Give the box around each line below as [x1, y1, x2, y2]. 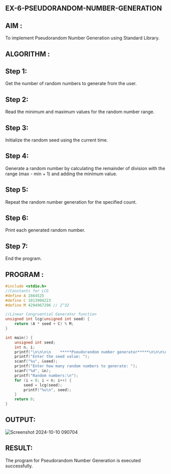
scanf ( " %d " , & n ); [14, 369, 51, 374]
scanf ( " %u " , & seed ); [14, 359, 58, 364]
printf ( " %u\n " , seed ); [23, 387, 72, 393]
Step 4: [5, 152, 29, 160]
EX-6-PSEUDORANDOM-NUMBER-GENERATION [5, 4, 162, 13]
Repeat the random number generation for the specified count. [5, 199, 137, 205]
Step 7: [5, 242, 28, 250]
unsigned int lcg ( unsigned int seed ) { [5, 317, 90, 322]
